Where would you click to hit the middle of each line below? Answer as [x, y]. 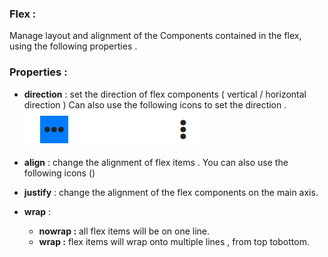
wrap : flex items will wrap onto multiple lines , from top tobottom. [174, 241]
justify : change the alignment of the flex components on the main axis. [171, 192]
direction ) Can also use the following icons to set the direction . [155, 104]
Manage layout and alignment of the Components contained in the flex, [155, 36]
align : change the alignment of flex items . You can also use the [156, 162]
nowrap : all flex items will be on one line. [124, 231]
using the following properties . [73, 46]
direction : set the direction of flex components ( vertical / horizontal [165, 94]
